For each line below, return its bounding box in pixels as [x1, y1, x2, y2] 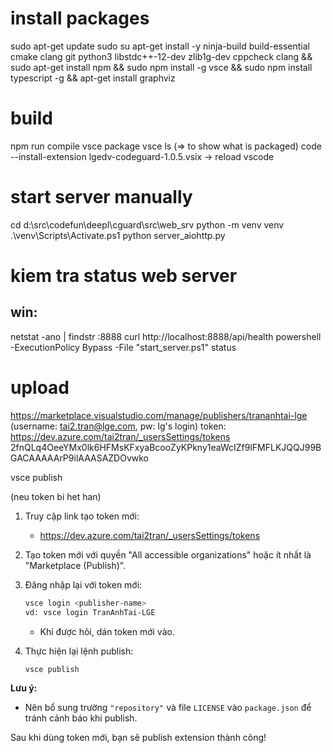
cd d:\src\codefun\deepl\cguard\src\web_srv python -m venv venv [10, 218, 285, 231]
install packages [10, 7, 150, 30]
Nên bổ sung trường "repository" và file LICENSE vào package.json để [24, 702, 312, 714]
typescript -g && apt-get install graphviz [10, 72, 176, 84]
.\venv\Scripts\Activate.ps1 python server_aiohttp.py [10, 229, 226, 241]
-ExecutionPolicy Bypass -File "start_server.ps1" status [10, 341, 237, 353]
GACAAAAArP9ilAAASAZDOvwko [10, 452, 150, 464]
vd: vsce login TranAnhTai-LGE [24, 607, 156, 617]
